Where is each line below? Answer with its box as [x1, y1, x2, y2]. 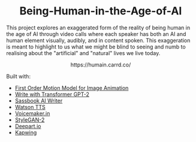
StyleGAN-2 [14, 116, 45, 123]
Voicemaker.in [14, 110, 50, 117]
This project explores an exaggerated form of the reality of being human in [6, 24, 191, 31]
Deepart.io [14, 122, 41, 129]
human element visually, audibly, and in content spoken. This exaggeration [6, 37, 191, 44]
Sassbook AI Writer [14, 97, 63, 104]
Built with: [6, 72, 31, 80]
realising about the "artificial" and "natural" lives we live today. [6, 49, 161, 56]
